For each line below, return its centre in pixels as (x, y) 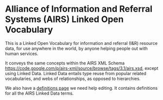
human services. (22, 53)
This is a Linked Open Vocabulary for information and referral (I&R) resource (81, 43)
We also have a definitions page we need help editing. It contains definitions (81, 88)
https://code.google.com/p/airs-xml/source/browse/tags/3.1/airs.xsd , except (82, 68)
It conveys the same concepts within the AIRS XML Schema (65, 63)
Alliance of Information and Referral (79, 9)
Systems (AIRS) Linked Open (64, 19)
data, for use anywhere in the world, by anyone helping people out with (76, 48)
